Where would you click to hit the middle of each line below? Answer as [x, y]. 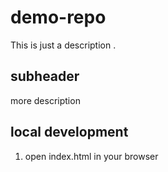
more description [45, 100]
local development [69, 132]
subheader [45, 76]
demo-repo [58, 17]
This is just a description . [63, 45]
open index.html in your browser [91, 156]
